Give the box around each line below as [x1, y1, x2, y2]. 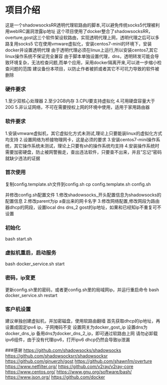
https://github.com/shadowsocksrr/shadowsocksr [5, 353, 108, 359]
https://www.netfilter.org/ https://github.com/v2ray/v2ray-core [5, 364, 134, 370]
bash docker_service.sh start [5, 261, 65, 267]
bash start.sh [5, 236, 32, 242]
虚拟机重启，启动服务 [5, 249, 56, 256]
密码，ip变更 [5, 274, 36, 281]
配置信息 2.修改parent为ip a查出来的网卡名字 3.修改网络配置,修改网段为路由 [5, 198, 160, 204]
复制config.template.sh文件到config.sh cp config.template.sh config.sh [5, 181, 151, 187]
